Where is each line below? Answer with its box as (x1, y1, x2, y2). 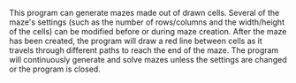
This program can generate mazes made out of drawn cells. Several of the (9, 8, 280, 18)
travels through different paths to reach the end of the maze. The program (9, 45, 279, 56)
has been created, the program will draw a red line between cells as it (9, 35, 262, 46)
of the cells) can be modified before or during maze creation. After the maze (9, 26, 287, 36)
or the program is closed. (9, 64, 102, 74)
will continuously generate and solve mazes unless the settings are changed (9, 55, 287, 64)
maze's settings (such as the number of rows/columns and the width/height (9, 17, 285, 27)
